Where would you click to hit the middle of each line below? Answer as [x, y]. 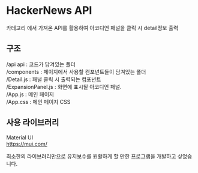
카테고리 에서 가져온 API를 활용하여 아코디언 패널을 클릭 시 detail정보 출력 [92, 28]
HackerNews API [49, 11]
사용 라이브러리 [33, 123]
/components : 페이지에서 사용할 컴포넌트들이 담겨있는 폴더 [76, 71]
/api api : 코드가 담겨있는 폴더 [41, 64]
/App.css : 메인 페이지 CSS [38, 102]
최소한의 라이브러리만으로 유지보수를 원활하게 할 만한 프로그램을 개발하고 [91, 156]
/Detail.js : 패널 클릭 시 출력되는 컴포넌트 [54, 79]
